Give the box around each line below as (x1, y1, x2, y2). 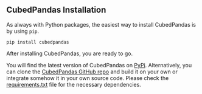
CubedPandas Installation (6, 5, 106, 15)
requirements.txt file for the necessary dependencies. (6, 81, 141, 88)
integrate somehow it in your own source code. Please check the (6, 74, 169, 81)
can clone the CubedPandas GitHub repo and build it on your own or (6, 68, 178, 75)
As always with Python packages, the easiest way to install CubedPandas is (6, 21, 197, 28)
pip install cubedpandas (6, 39, 69, 45)
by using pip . (6, 27, 40, 35)
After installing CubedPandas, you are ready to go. (6, 50, 133, 57)
